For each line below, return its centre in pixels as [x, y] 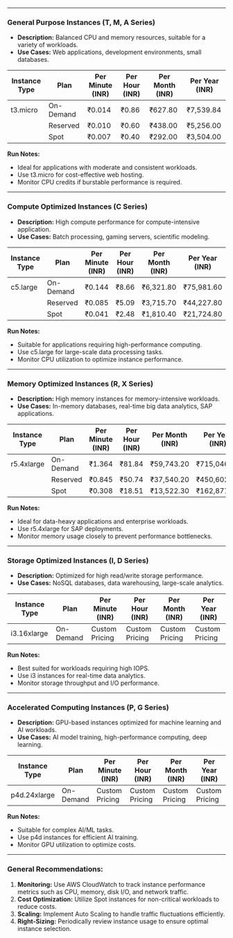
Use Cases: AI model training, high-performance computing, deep [112, 737]
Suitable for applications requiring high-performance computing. [110, 345]
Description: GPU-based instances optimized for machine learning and [119, 722]
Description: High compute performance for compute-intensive [108, 222]
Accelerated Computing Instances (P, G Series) [88, 708]
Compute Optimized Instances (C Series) [77, 207]
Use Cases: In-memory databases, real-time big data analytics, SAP [115, 406]
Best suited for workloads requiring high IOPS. [83, 668]
